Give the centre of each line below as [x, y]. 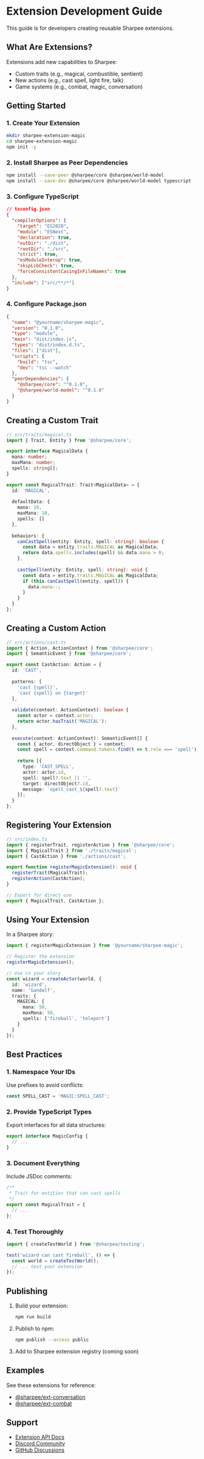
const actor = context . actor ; [56, 716]
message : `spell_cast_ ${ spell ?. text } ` [71, 789]
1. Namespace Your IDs [41, 1072]
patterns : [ [27, 681]
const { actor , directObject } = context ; [72, 744]
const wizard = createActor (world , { [54, 979]
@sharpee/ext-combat [43, 1403]
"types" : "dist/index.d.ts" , [49, 345]
